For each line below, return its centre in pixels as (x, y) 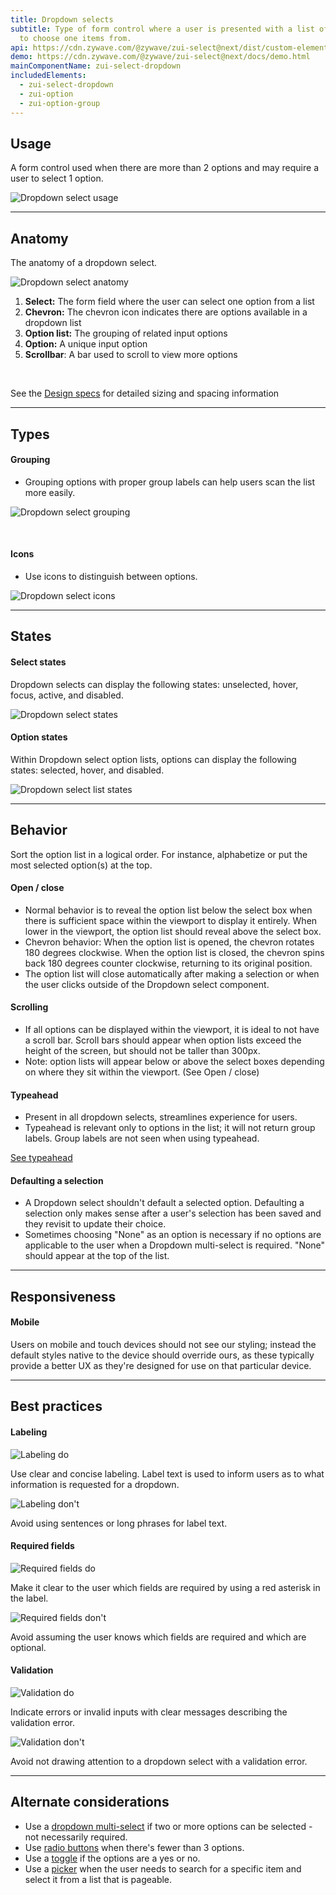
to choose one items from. (75, 38)
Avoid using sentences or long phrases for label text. (119, 1523)
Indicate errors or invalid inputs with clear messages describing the (149, 1712)
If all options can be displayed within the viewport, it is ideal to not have (172, 1029)
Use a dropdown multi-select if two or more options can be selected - (168, 1826)
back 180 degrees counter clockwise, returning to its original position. (168, 963)
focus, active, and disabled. (67, 695)
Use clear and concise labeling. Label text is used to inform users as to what (167, 1473)
